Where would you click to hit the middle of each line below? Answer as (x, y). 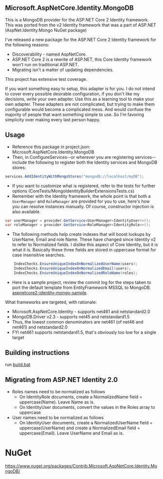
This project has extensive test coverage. (46, 79)
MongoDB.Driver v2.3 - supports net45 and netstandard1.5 (71, 317)
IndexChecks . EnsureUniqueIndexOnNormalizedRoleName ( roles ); (76, 273)
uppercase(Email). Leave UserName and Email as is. (71, 433)
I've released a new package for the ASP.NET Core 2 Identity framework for (81, 39)
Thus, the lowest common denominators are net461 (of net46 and (78, 322)
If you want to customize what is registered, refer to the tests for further (84, 186)
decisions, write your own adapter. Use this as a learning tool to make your (80, 99)
